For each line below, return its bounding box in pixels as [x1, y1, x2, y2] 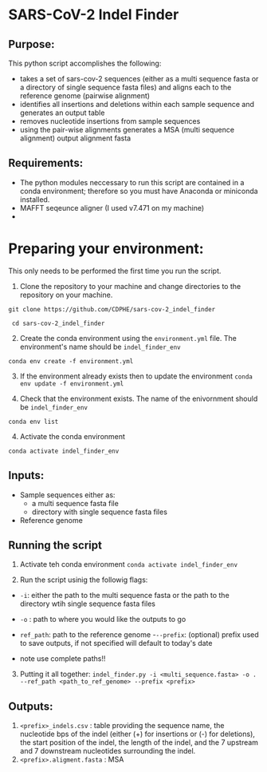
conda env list [8, 418, 59, 426]
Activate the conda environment [19, 431, 126, 441]
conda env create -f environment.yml [8, 357, 134, 365]
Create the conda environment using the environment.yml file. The [19, 333, 237, 342]
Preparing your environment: [8, 240, 205, 257]
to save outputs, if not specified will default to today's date [19, 639, 213, 648]
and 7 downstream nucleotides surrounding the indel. [19, 746, 196, 756]
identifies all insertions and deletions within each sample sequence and [19, 100, 255, 109]
